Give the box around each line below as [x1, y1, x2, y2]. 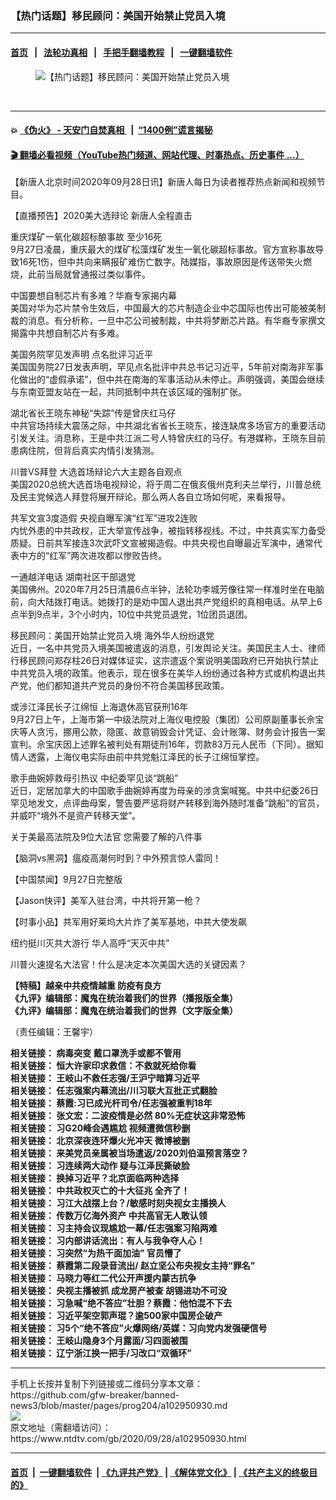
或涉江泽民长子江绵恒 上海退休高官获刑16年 [10, 701, 189, 713]
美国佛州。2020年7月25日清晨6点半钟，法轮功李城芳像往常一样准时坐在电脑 [10, 583, 325, 596]
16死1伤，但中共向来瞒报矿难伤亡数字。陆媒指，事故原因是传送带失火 [18, 256, 304, 268]
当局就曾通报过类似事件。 [44, 268, 151, 281]
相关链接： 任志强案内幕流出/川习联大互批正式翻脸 [10, 1085, 218, 1097]
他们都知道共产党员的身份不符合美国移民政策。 [36, 680, 230, 692]
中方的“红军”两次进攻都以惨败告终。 [18, 550, 168, 562]
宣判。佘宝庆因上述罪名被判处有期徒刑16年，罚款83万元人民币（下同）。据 [10, 738, 315, 751]
